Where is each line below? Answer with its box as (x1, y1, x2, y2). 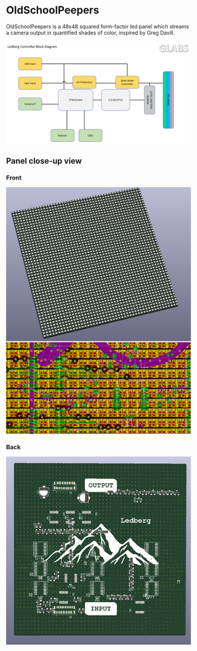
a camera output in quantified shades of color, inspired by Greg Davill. (6, 29, 175, 36)
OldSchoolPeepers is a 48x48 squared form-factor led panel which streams (6, 23, 189, 30)
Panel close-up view (6, 156, 82, 166)
